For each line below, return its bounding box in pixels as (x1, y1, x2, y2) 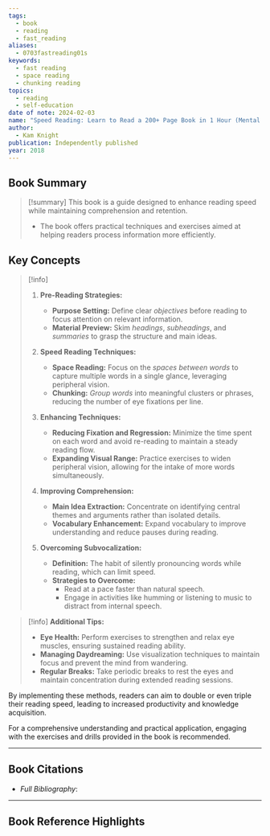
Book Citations (8, 763, 84, 777)
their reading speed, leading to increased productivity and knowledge (8, 699, 239, 708)
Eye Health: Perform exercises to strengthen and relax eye (39, 633, 235, 641)
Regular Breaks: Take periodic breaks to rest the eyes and (39, 666, 234, 676)
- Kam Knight (15, 131, 59, 139)
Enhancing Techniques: (39, 412, 121, 422)
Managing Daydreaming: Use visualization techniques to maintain (39, 650, 260, 659)
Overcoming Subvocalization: (39, 543, 142, 552)
